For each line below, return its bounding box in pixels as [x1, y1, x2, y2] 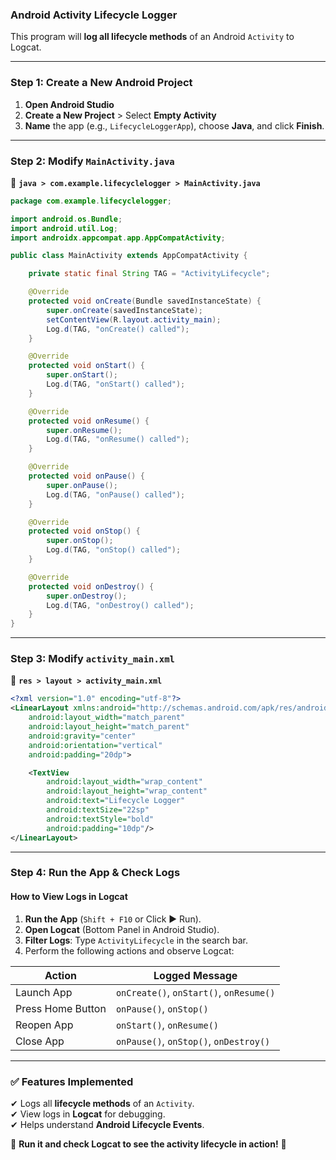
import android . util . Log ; [10, 223, 118, 233]
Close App [15, 1034, 65, 1048]
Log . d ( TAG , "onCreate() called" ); [46, 324, 190, 334]
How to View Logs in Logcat [10, 891, 128, 903]
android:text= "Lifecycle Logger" [46, 796, 186, 806]
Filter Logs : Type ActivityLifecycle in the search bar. [24, 934, 249, 946]
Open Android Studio [24, 98, 115, 110]
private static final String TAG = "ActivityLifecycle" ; [28, 269, 271, 279]
